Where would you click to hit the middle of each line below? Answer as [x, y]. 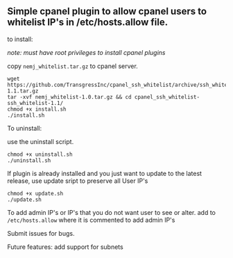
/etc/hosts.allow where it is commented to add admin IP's [91, 220]
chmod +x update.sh [35, 193]
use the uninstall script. [41, 141]
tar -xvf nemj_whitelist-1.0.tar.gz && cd [69, 97]
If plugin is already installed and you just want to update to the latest [105, 173]
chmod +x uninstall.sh [40, 154]
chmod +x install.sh [37, 109]
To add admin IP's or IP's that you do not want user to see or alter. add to [112, 212]
